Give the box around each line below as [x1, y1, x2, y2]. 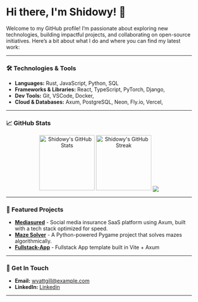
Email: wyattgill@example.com [14, 277, 90, 284]
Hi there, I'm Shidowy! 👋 [6, 5, 126, 19]
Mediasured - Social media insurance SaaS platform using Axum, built [14, 219, 186, 225]
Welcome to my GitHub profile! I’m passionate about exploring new [6, 25, 169, 32]
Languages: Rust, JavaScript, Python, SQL [14, 79, 119, 87]
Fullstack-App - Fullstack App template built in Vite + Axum [14, 244, 160, 251]
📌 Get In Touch [6, 264, 49, 272]
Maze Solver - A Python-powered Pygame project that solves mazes [14, 231, 183, 238]
